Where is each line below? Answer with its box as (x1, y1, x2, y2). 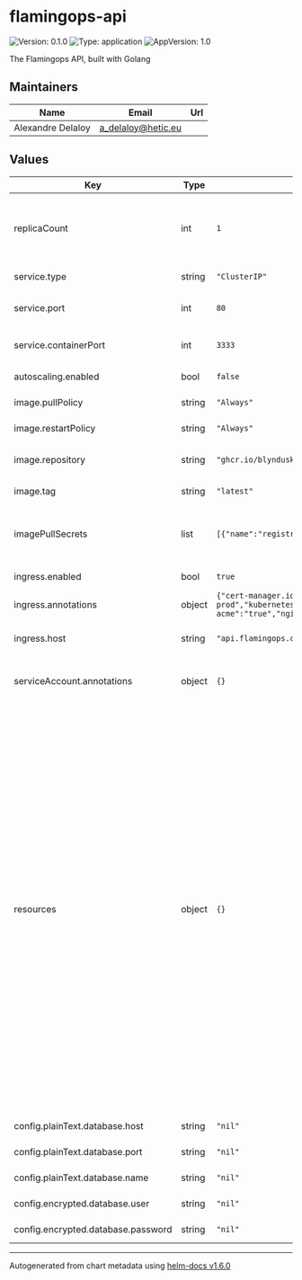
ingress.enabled (13, 570, 82, 582)
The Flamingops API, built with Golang (9, 53, 151, 64)
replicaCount (13, 222, 69, 235)
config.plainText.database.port (13, 1145, 143, 1158)
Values (9, 152, 49, 167)
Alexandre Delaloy (13, 121, 92, 134)
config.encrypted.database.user (13, 1197, 150, 1210)
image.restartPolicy (13, 422, 96, 434)
